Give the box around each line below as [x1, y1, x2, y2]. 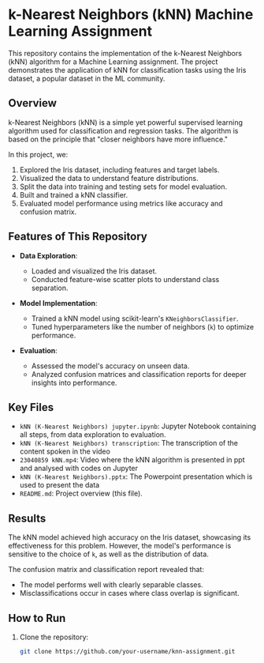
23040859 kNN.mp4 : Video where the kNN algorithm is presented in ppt [19, 455, 245, 465]
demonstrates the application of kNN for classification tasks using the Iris [8, 65, 247, 74]
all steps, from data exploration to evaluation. [19, 430, 167, 439]
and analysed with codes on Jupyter [19, 464, 139, 473]
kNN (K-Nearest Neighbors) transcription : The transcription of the [19, 439, 239, 448]
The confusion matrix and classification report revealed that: [8, 565, 205, 574]
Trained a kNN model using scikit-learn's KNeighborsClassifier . [31, 314, 239, 323]
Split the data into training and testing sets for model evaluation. [19, 182, 228, 191]
